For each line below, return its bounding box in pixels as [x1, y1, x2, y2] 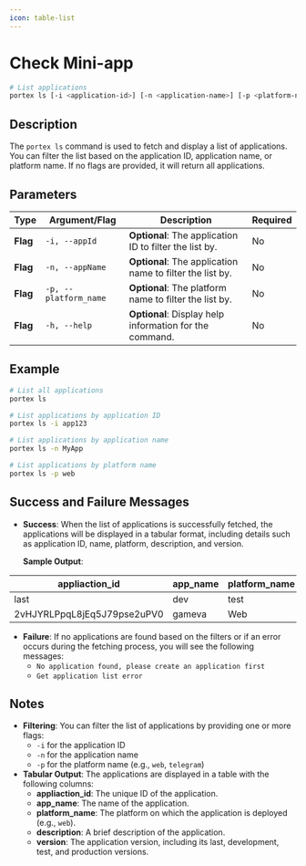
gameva [172, 608, 208, 621]
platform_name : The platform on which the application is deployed [36, 808, 288, 819]
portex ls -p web [9, 469, 76, 478]
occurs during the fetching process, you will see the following [22, 641, 255, 652]
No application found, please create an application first [36, 662, 266, 671]
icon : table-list [9, 13, 76, 23]
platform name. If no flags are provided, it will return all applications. [9, 161, 266, 172]
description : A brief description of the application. [36, 827, 226, 838]
